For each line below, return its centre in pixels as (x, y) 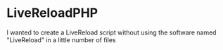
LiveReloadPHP (52, 13)
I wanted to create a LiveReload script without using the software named (111, 32)
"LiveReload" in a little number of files (61, 39)
